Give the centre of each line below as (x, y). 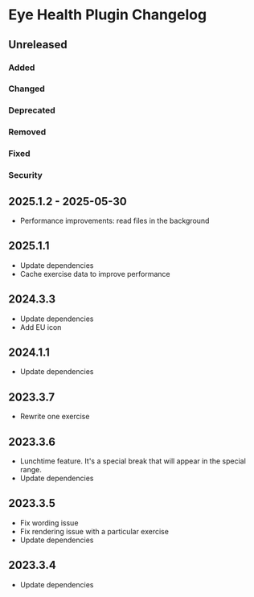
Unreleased (38, 45)
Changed (27, 89)
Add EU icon (41, 327)
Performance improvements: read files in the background (115, 220)
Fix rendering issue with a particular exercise (94, 531)
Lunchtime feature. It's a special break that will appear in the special (133, 461)
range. (31, 469)
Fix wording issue (49, 523)
